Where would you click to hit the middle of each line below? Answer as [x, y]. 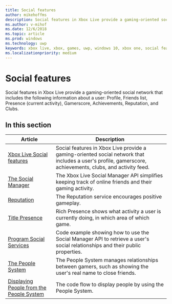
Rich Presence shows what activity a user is [108, 212]
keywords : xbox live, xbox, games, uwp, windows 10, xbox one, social [82, 48]
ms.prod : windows [24, 39]
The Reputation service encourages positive [109, 197]
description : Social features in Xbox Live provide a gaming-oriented [82, 19]
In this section [28, 125]
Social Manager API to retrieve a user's [102, 239]
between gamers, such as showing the [102, 267]
